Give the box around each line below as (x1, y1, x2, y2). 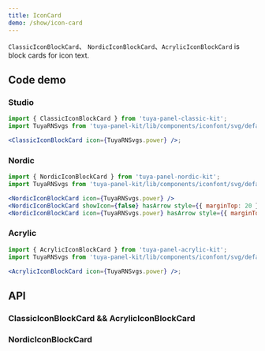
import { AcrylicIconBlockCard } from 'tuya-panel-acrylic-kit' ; (8, 245, 227, 253)
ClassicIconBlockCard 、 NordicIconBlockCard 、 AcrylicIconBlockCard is (8, 41, 241, 51)
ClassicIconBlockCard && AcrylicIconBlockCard (8, 312, 196, 323)
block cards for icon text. (8, 50, 90, 60)
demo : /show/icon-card (8, 19, 83, 27)
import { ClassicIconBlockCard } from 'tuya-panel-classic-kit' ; (8, 115, 227, 123)
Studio (8, 96, 34, 107)
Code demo (8, 73, 66, 87)
